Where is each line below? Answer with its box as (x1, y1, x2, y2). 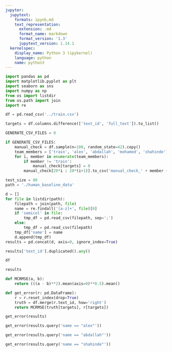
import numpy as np (5, 88, 47, 93)
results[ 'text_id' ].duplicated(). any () (5, 248, 91, 254)
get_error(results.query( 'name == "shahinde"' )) (5, 342, 111, 347)
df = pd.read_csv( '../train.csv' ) (5, 112, 79, 117)
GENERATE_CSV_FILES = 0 (5, 130, 56, 136)
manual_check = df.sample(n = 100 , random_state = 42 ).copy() (14, 144, 141, 149)
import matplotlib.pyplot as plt (5, 79, 77, 84)
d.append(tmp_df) (14, 234, 52, 240)
